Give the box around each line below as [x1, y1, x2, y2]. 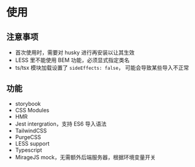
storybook [15, 100, 41, 107]
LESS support [15, 140, 50, 147]
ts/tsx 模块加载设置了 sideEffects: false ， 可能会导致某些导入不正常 [15, 64, 190, 71]
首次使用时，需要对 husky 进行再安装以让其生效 [15, 49, 135, 56]
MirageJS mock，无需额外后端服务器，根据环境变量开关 [15, 153, 156, 161]
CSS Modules [15, 106, 50, 114]
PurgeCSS [15, 133, 41, 140]
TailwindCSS [15, 127, 47, 134]
